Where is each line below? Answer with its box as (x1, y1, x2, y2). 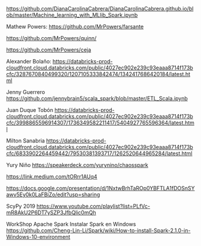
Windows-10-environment (6, 233, 71, 240)
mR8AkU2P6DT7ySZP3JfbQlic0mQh (6, 209, 96, 216)
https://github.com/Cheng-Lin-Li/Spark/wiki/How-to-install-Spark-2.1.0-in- (6, 227, 191, 234)
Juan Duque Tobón (6, 107, 54, 113)
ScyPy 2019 (6, 203, 36, 209)
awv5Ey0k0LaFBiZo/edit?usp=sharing (6, 191, 100, 198)
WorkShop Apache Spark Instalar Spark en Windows (6, 221, 136, 227)
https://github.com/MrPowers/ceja (6, 46, 92, 53)
